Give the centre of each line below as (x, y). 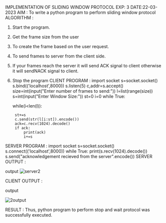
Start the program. (31, 27)
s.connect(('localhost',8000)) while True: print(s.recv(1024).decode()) (76, 151)
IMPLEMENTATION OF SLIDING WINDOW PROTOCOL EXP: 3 (67, 7)
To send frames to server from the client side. (59, 56)
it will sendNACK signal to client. (45, 71)
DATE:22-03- (144, 7)
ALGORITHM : (19, 18)
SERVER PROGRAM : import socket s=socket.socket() (60, 146)
